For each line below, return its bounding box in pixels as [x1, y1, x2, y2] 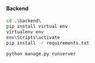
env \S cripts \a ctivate [6, 34, 60, 40]
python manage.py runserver [6, 51, 76, 56]
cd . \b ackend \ [6, 18, 42, 24]
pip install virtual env [6, 24, 68, 30]
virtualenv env [6, 29, 44, 35]
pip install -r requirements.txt [6, 40, 90, 46]
